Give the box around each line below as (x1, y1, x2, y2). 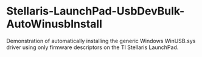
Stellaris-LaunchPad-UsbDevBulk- (6, 4, 185, 18)
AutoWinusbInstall (6, 17, 102, 31)
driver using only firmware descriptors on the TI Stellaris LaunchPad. (6, 44, 179, 51)
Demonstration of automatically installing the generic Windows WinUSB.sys (6, 37, 196, 44)
